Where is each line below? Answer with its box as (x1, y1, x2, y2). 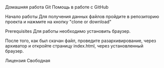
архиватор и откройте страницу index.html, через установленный (5, 43, 144, 48)
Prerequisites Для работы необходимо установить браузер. (5, 28, 131, 34)
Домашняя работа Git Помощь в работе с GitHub (5, 4, 109, 10)
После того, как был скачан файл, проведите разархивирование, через (5, 38, 157, 44)
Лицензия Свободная (5, 58, 50, 63)
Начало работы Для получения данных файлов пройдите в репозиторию (5, 14, 160, 19)
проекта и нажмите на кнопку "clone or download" (5, 19, 112, 24)
